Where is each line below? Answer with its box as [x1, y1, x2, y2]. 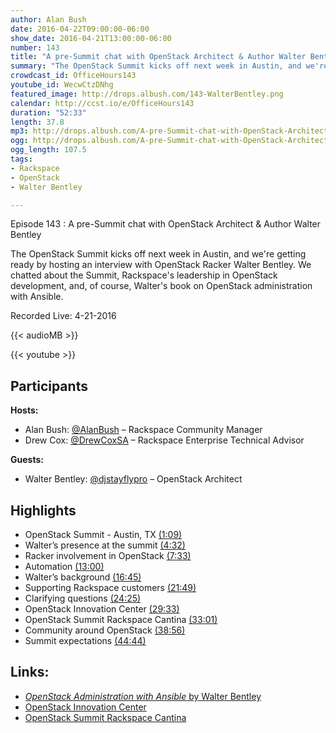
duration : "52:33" [10, 107, 87, 118]
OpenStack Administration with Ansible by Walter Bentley [24, 690, 262, 702]
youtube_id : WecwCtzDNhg [10, 80, 114, 90]
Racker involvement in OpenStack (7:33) [24, 550, 192, 561]
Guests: [10, 454, 44, 466]
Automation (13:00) [24, 561, 105, 572]
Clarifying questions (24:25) [24, 592, 142, 604]
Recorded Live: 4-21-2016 [10, 310, 117, 322]
